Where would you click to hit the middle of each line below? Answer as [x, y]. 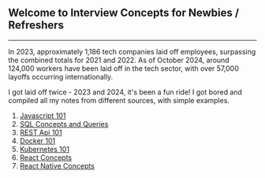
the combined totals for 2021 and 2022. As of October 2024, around [119, 60]
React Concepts [46, 158]
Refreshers [36, 26]
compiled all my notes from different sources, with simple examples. [119, 100]
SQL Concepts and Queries [64, 124]
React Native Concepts [57, 165]
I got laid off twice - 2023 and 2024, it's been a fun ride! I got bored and [125, 92]
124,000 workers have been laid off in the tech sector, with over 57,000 [123, 68]
